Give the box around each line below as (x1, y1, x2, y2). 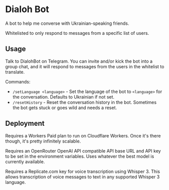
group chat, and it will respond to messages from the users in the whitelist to (5, 63, 164, 69)
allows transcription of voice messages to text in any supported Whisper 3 (5, 173, 160, 180)
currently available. (5, 158, 45, 165)
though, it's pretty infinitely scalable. (5, 138, 81, 144)
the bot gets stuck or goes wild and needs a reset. (12, 105, 117, 111)
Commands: (5, 78, 31, 84)
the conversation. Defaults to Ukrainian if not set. (12, 93, 115, 100)
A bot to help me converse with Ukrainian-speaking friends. (5, 20, 130, 26)
